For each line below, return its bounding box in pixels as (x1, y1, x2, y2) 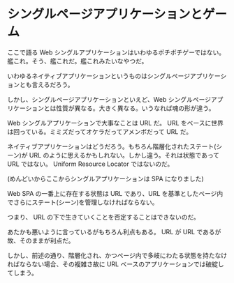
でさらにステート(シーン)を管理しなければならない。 (7, 198, 159, 206)
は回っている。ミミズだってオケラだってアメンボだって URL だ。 (7, 127, 193, 136)
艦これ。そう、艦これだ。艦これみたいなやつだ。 (7, 56, 148, 65)
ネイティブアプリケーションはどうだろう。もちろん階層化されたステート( (7, 142, 217, 151)
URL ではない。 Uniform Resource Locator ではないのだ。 (7, 160, 174, 168)
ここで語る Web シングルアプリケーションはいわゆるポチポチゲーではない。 (7, 48, 226, 56)
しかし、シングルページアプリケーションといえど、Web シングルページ (7, 95, 212, 103)
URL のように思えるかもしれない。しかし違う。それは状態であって (29, 151, 220, 159)
